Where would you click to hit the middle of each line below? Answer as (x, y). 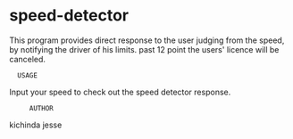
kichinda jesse (36, 125)
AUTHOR (41, 108)
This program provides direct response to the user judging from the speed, (147, 40)
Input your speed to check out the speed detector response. (120, 92)
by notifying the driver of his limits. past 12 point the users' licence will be (144, 49)
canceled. (28, 59)
